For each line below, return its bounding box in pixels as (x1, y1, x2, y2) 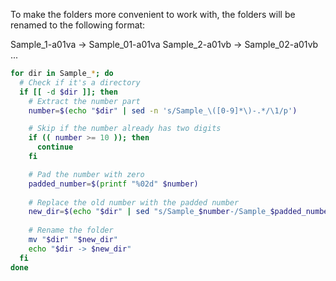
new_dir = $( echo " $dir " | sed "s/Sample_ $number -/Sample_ (28, 207, 271, 217)
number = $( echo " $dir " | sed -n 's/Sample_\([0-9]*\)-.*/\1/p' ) (28, 105, 298, 116)
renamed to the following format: (10, 19, 146, 31)
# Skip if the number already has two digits (28, 124, 222, 134)
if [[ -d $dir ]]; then (19, 87, 118, 97)
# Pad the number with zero (28, 169, 145, 179)
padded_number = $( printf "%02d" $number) (28, 179, 199, 189)
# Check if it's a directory (19, 77, 141, 88)
